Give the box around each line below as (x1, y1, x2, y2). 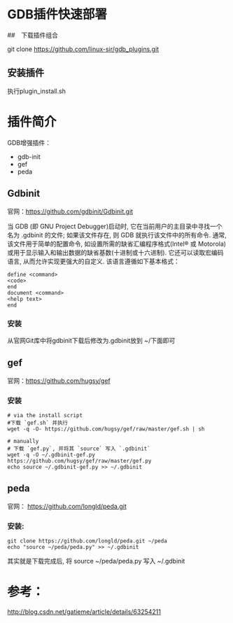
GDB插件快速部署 (7, 6, 107, 22)
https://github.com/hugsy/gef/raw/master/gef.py (7, 457, 152, 464)
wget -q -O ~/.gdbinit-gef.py (7, 451, 96, 458)
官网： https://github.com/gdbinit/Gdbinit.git (7, 207, 134, 216)
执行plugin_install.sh (7, 87, 66, 95)
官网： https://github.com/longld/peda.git (7, 502, 127, 510)
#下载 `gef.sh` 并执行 (7, 419, 69, 426)
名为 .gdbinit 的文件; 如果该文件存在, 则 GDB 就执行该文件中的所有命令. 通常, (7, 230, 227, 239)
